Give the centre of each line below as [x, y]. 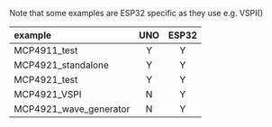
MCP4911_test [46, 50]
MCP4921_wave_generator [72, 109]
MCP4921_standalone [62, 65]
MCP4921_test [46, 80]
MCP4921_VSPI [48, 94]
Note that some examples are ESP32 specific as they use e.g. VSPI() [136, 13]
